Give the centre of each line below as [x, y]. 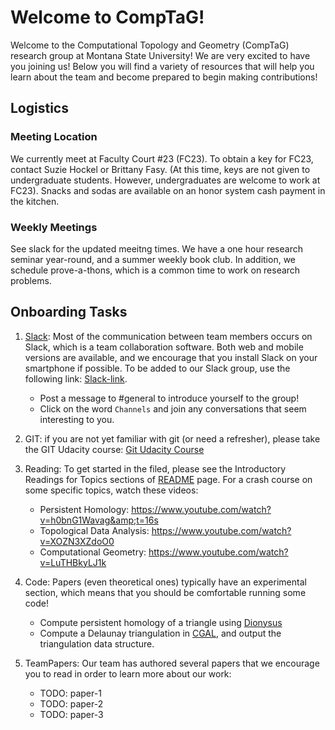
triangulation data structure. [97, 643]
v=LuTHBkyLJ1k [73, 562]
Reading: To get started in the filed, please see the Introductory [155, 468]
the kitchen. [35, 201]
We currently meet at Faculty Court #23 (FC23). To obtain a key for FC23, [162, 158]
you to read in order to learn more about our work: [128, 673]
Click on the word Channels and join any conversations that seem [173, 408]
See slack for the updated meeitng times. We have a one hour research [156, 248]
